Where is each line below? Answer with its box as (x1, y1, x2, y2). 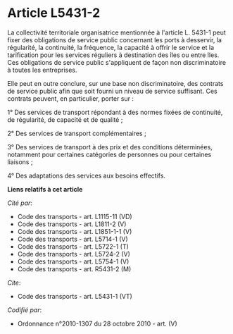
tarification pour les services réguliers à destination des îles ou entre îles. (7, 51, 220, 59)
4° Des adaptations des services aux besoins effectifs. (7, 171, 166, 180)
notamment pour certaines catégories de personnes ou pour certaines (7, 150, 212, 159)
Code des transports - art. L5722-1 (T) (17, 242, 129, 251)
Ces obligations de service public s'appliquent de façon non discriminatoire (7, 58, 227, 66)
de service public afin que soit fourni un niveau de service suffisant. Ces (7, 87, 218, 95)
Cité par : (7, 199, 33, 207)
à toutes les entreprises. (7, 66, 77, 74)
